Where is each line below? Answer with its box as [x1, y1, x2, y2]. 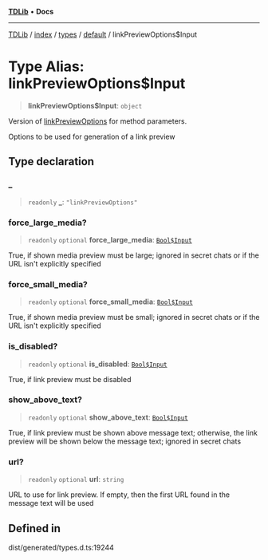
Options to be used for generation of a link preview [8, 132, 175, 141]
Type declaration [8, 155, 94, 168]
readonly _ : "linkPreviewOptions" [27, 197, 138, 207]
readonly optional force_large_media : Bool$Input [27, 235, 193, 244]
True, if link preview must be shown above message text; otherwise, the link [8, 428, 258, 437]
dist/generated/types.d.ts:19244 [8, 542, 114, 552]
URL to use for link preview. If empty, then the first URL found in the [8, 490, 230, 499]
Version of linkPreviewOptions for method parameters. [8, 116, 187, 126]
